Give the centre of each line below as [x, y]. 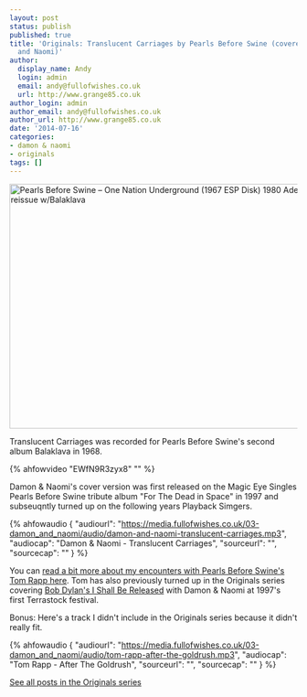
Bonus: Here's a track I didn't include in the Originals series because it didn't [153, 617]
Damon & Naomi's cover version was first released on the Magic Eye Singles [153, 487]
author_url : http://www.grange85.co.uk [85, 120]
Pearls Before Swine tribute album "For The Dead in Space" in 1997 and [144, 496]
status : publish [40, 27]
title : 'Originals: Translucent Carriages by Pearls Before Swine [138, 43]
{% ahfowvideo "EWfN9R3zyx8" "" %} [82, 468]
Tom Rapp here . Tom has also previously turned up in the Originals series [147, 580]
